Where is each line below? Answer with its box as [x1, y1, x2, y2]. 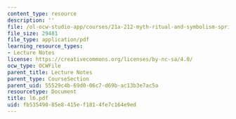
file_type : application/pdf [7, 36, 90, 43]
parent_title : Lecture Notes [7, 69, 93, 76]
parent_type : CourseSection [7, 75, 90, 83]
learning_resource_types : [7, 43, 83, 50]
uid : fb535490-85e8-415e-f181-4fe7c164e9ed [7, 101, 137, 108]
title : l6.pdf [7, 95, 49, 102]
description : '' [7, 17, 55, 24]
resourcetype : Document [7, 88, 77, 95]
